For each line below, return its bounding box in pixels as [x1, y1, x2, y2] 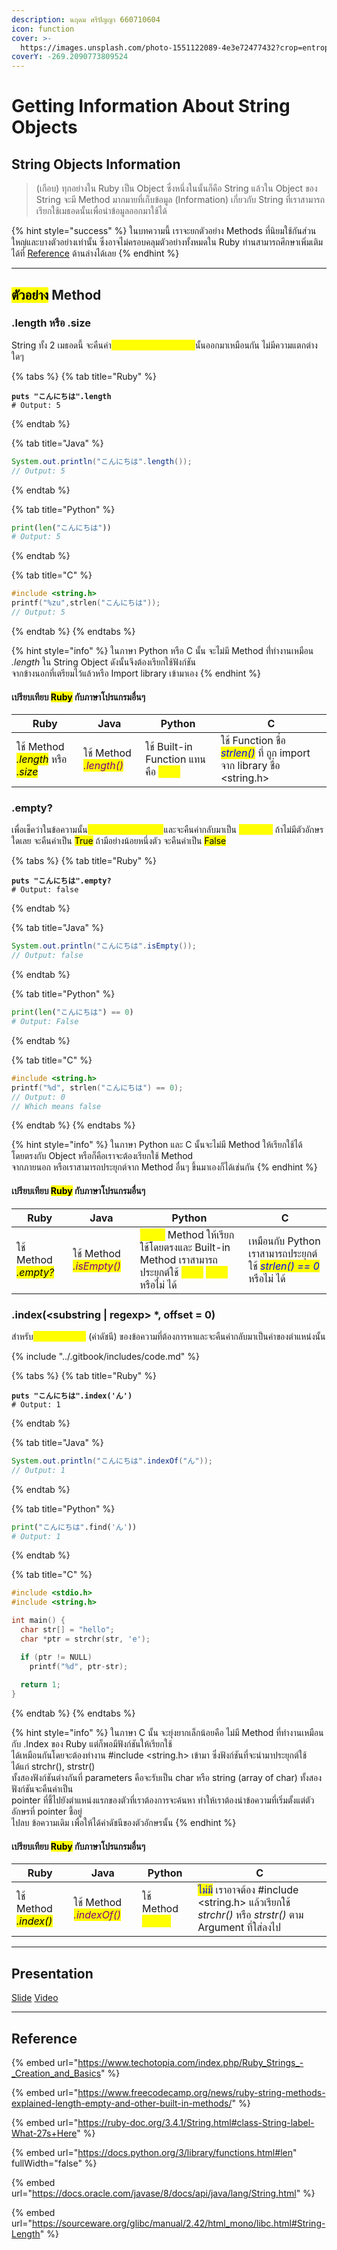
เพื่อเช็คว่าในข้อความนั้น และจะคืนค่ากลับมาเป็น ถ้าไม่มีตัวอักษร [11, 824, 324, 836]
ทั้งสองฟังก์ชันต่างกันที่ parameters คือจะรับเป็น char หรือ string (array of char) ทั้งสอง [11, 1772, 323, 1784]
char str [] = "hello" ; [20, 1625, 115, 1635]
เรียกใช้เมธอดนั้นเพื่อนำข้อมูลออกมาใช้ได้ [35, 205, 168, 217]
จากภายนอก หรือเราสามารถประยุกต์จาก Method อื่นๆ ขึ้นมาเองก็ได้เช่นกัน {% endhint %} [11, 1161, 318, 1173]
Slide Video [11, 1992, 59, 2004]
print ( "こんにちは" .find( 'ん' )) [11, 1522, 138, 1532]
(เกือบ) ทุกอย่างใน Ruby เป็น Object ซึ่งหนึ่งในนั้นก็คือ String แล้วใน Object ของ [35, 182, 318, 195]
